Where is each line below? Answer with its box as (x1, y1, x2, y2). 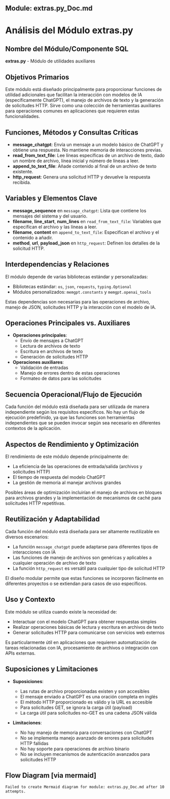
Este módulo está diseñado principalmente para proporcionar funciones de (5, 86, 162, 93)
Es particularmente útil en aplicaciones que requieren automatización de (5, 639, 157, 645)
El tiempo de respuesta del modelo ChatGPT (12, 474, 106, 480)
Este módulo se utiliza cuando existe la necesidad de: (5, 608, 118, 614)
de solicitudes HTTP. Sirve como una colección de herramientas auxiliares (5, 103, 161, 109)
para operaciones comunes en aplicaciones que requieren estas (5, 108, 140, 114)
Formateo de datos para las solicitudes (20, 376, 101, 382)
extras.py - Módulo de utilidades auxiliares (5, 58, 95, 64)
